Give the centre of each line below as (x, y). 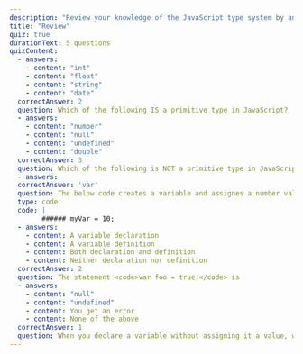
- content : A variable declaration (92, 235)
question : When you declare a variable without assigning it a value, (153, 336)
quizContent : (34, 51)
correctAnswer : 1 (50, 328)
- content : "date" (60, 93)
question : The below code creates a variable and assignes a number (149, 194)
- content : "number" (64, 127)
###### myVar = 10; (78, 218)
